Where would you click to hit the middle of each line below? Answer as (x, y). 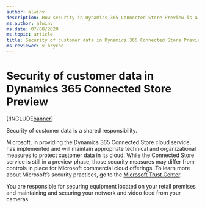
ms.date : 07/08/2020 (33, 29)
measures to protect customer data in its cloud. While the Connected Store (100, 155)
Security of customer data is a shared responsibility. (72, 130)
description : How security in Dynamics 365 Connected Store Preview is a (102, 18)
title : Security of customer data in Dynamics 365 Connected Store (94, 40)
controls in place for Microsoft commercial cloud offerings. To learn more (98, 168)
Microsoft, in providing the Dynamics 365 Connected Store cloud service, (99, 142)
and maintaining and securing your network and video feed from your (94, 193)
